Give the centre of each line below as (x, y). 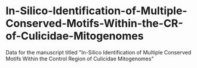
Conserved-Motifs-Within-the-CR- (94, 23)
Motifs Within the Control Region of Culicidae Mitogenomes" (80, 59)
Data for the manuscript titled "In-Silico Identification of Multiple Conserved (98, 52)
